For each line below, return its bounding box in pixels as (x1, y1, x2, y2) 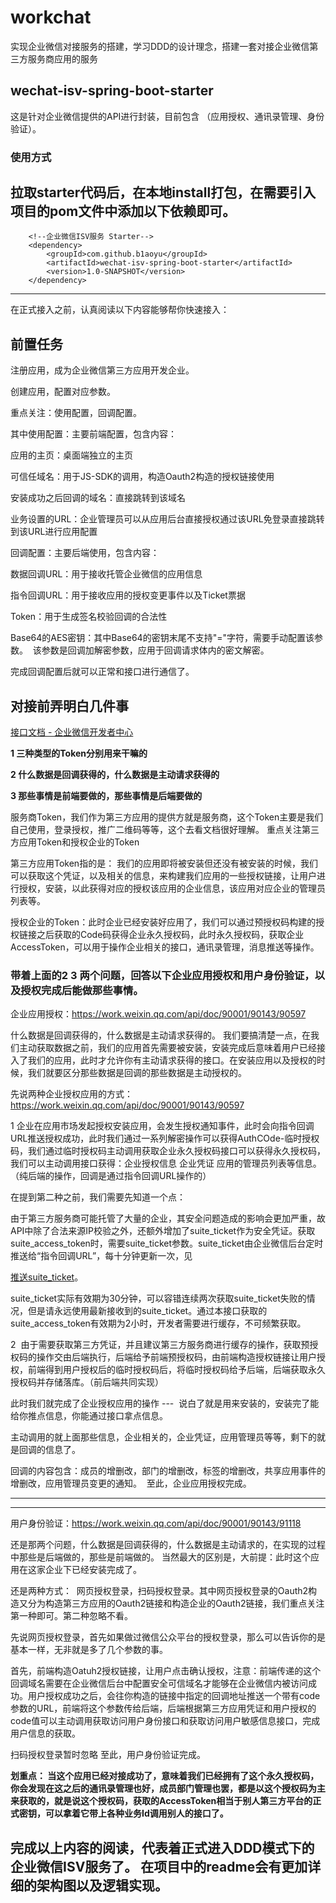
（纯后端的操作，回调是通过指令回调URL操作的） (10, 1170, 212, 1182)
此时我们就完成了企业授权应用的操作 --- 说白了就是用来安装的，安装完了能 (10, 1397, 320, 1410)
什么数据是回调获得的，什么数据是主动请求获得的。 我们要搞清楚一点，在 (10, 1029, 311, 1041)
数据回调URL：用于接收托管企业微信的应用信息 (10, 568, 203, 580)
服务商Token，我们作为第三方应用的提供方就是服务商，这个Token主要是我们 (10, 811, 324, 823)
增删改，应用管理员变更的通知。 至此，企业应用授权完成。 (10, 1477, 252, 1490)
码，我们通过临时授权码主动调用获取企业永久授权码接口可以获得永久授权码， (10, 1145, 326, 1157)
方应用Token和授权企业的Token (10, 836, 140, 848)
